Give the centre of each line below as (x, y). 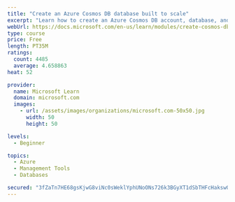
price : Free (24, 40)
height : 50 (42, 124)
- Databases (31, 175)
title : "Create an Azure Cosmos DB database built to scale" (98, 14)
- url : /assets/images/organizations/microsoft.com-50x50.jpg (112, 111)
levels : (19, 136)
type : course (26, 33)
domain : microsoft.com (47, 98)
